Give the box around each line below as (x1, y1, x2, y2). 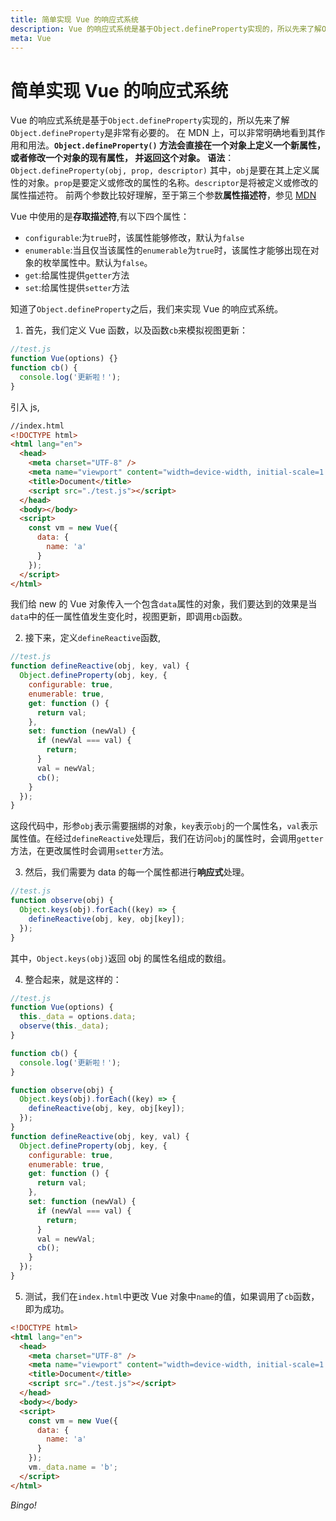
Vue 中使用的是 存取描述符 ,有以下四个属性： (10, 211, 190, 223)
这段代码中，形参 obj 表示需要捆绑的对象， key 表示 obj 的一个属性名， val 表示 (10, 820, 318, 832)
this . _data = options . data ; (19, 1012, 137, 1022)
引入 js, (10, 401, 40, 413)
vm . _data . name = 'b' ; (28, 1462, 118, 1473)
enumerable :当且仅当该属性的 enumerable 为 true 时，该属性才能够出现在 (24, 244, 311, 256)
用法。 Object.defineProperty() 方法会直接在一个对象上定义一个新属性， (27, 139, 326, 151)
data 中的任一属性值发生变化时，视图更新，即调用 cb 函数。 (10, 611, 248, 623)
